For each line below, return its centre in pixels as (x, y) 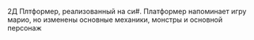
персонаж (25, 28)
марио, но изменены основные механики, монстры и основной (115, 20)
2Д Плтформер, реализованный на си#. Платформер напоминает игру (127, 11)
